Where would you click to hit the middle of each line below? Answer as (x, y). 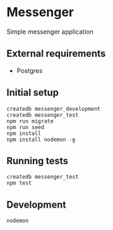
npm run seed (25, 127)
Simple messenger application (50, 32)
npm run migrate (30, 121)
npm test (19, 183)
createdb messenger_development (53, 109)
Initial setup (33, 93)
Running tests (38, 161)
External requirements (56, 54)
